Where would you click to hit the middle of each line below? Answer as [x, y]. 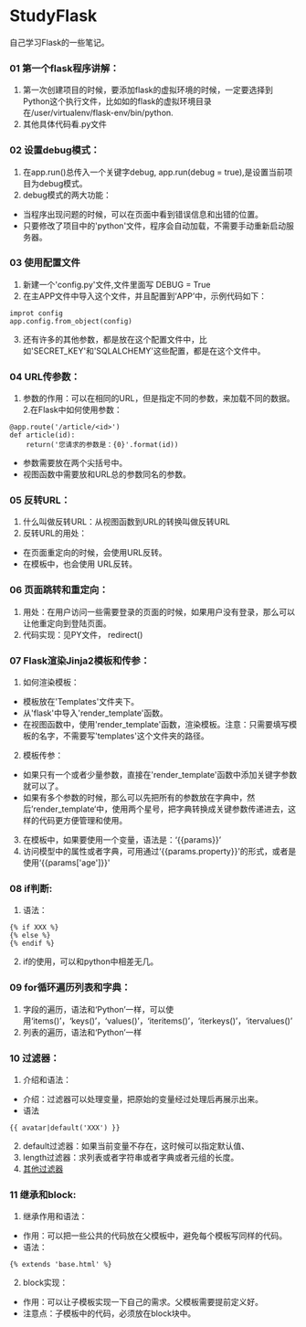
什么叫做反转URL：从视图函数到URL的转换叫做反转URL [126, 522]
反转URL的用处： [55, 533]
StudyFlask [53, 16]
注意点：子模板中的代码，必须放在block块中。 [109, 1313]
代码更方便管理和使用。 [83, 821]
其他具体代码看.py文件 [64, 124]
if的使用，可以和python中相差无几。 [90, 961]
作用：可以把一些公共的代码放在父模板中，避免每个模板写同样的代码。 [155, 1236]
